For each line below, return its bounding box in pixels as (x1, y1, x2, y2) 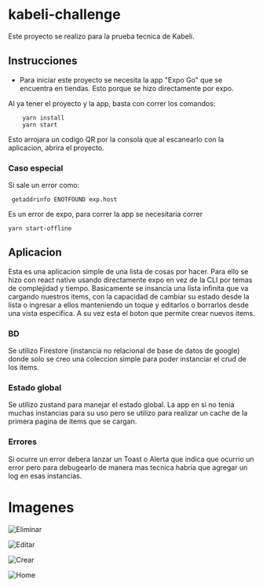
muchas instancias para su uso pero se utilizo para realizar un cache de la (8, 409, 248, 418)
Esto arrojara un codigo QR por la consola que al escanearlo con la (8, 134, 225, 144)
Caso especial (8, 163, 64, 174)
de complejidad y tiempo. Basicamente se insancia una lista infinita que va (8, 283, 249, 292)
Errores (8, 436, 38, 447)
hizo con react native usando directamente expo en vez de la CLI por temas (8, 275, 253, 284)
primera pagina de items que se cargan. (8, 416, 137, 426)
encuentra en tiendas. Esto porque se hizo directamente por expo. (19, 83, 234, 93)
